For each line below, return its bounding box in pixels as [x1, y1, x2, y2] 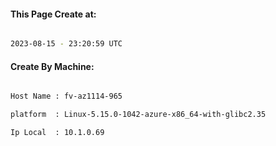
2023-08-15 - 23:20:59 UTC [10, 39, 123, 49]
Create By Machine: [10, 60, 95, 72]
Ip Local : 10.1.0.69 [10, 128, 105, 138]
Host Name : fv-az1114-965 [10, 91, 123, 102]
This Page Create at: [10, 8, 97, 20]
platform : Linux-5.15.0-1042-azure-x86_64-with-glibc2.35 [10, 110, 267, 120]
